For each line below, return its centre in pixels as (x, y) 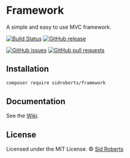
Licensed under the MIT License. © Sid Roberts (65, 149)
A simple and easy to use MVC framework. (59, 27)
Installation (28, 69)
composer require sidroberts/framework (56, 83)
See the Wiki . (22, 116)
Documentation (36, 101)
